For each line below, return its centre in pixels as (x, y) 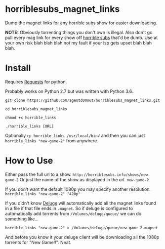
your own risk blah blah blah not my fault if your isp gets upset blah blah (79, 42)
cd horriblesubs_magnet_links (36, 109)
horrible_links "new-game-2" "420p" (43, 194)
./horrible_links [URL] (30, 126)
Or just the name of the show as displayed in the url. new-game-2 (84, 179)
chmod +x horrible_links (31, 118)
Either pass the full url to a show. (38, 174)
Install (18, 68)
